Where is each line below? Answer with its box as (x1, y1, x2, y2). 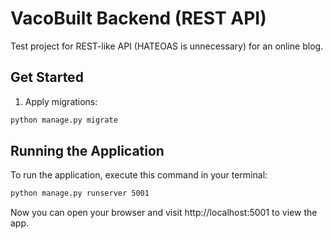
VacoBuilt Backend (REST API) (10, 7, 267, 30)
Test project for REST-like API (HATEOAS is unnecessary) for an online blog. (10, 40, 324, 52)
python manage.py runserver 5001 (10, 188, 150, 199)
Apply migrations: (24, 95, 98, 107)
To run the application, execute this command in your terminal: (10, 169, 268, 181)
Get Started (10, 69, 84, 86)
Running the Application (10, 143, 165, 160)
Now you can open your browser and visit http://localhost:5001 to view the (10, 207, 318, 219)
